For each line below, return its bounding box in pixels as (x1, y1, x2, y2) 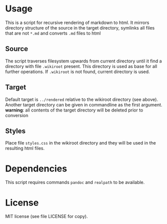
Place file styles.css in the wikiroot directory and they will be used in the (5, 140, 156, 146)
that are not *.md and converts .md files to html (5, 30, 101, 36)
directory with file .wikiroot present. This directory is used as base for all (5, 63, 157, 69)
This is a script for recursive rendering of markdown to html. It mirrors (5, 19, 149, 25)
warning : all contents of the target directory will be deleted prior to (5, 107, 143, 113)
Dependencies (5, 163, 67, 174)
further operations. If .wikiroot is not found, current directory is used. (5, 68, 150, 74)
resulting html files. (5, 145, 45, 151)
